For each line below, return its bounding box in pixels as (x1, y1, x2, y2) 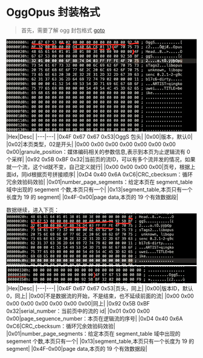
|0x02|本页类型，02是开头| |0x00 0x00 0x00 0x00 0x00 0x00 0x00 (6, 141, 176, 148)
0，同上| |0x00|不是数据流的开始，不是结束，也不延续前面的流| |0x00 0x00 (6, 292, 195, 299)
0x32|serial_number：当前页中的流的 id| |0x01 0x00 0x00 (6, 307, 150, 315)
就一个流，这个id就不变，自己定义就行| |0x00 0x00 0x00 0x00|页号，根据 (6, 164, 190, 171)
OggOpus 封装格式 (6, 5, 100, 19)
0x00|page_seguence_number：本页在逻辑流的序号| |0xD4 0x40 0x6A (6, 315, 183, 322)
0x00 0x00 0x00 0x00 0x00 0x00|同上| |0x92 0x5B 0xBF (6, 300, 150, 307)
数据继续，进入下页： (6, 206, 59, 214)
